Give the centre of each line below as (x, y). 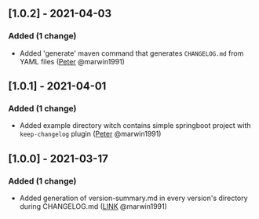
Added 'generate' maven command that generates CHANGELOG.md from (131, 53)
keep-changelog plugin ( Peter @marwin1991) (90, 134)
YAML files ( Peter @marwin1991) (72, 61)
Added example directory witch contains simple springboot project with (135, 126)
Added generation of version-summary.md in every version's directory (134, 198)
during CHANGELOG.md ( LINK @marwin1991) (93, 206)
